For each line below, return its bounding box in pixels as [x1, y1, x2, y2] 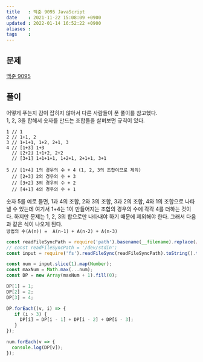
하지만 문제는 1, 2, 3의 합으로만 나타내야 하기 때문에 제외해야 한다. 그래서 [14, 212, 185, 220]
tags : [6, 31, 31, 38]
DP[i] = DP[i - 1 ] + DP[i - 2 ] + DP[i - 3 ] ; [19, 317, 134, 323]
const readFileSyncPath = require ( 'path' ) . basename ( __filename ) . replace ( [6, 239, 196, 245]
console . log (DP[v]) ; [11, 344, 63, 350]
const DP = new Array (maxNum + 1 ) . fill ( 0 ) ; [6, 272, 118, 278]
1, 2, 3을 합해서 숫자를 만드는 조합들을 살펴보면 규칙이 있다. [6, 116, 145, 124]
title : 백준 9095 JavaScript [6, 8, 86, 15]
